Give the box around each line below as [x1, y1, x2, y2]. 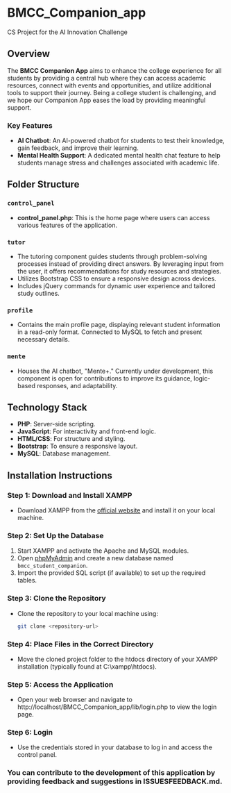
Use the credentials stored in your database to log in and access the [17, 743, 213, 751]
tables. [17, 576, 37, 585]
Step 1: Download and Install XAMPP [7, 490, 132, 500]
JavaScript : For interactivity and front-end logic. [17, 427, 156, 435]
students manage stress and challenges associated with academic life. [17, 158, 220, 167]
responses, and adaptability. [37, 381, 118, 390]
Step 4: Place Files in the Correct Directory [7, 639, 154, 649]
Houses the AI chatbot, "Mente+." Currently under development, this [17, 367, 214, 375]
